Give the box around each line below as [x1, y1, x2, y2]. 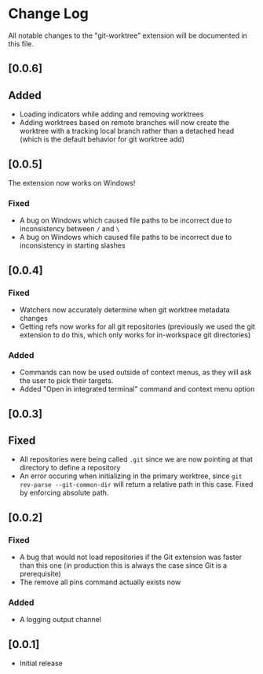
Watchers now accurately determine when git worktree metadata [19, 304, 230, 315]
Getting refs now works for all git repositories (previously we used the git [19, 322, 255, 331]
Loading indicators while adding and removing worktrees [19, 109, 204, 119]
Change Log [8, 5, 89, 23]
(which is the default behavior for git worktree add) [19, 134, 185, 144]
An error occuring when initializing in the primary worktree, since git [19, 471, 243, 481]
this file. [8, 39, 34, 48]
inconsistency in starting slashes [19, 241, 126, 250]
